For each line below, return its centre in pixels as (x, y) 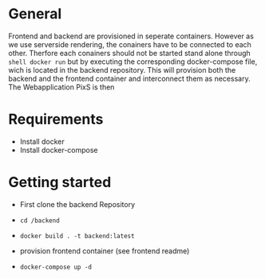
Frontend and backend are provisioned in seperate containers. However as (131, 36)
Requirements (56, 120)
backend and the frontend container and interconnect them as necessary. (129, 78)
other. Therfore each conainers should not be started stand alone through (130, 53)
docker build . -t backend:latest (77, 236)
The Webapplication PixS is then (61, 87)
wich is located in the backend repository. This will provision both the (122, 70)
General (35, 14)
